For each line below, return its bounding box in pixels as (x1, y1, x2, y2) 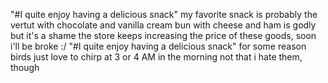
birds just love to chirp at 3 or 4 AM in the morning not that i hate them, (10, 51, 303, 63)
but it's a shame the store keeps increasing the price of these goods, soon (10, 30, 317, 41)
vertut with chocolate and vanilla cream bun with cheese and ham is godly (10, 19, 317, 31)
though (10, 62, 40, 73)
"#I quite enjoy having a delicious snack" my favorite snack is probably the (10, 9, 318, 20)
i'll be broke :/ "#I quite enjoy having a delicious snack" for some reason (10, 40, 307, 52)
